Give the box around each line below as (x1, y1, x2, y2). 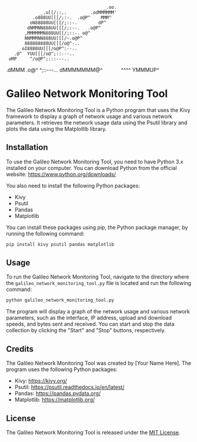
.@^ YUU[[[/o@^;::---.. (14, 51, 75, 57)
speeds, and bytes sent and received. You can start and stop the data (6, 320, 175, 328)
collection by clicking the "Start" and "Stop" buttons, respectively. (6, 327, 166, 334)
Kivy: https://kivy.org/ (14, 377, 68, 385)
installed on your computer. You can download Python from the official (6, 164, 178, 171)
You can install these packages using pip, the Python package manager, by (6, 224, 188, 231)
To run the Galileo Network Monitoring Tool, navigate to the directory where (6, 273, 189, 280)
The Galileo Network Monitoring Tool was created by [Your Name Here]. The (6, 359, 192, 367)
